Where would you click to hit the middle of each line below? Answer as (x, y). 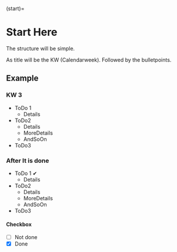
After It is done (28, 160)
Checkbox (19, 224)
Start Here (32, 32)
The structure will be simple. (41, 48)
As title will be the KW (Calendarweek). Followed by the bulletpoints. (89, 60)
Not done (26, 237)
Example (22, 78)
